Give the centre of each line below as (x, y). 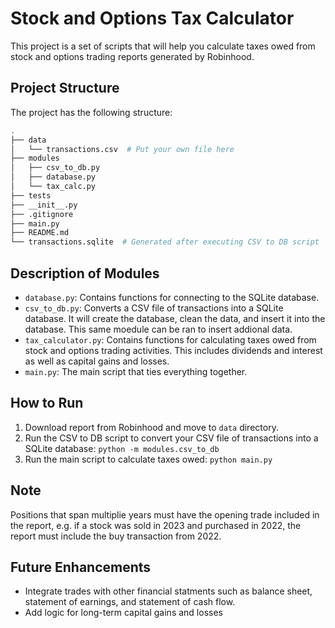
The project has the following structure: (91, 112)
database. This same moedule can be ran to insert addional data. (158, 329)
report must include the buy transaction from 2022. (116, 536)
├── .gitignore (42, 214)
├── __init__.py (44, 205)
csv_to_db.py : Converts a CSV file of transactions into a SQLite (154, 308)
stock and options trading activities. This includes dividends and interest (173, 350)
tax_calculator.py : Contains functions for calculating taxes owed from (170, 339)
